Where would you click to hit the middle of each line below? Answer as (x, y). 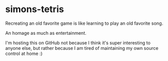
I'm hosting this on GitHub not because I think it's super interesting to (78, 43)
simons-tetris (35, 9)
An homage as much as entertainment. (46, 33)
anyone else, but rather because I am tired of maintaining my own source (82, 48)
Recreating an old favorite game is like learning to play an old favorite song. (84, 23)
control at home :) (24, 53)
